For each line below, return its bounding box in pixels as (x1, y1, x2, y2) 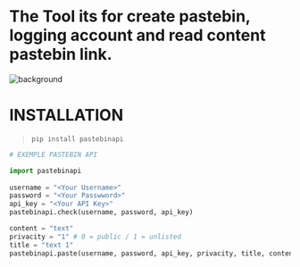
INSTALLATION (9, 105, 123, 126)
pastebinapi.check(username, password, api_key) (9, 208, 194, 217)
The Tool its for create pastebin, (9, 6, 251, 27)
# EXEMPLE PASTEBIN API (9, 150, 98, 159)
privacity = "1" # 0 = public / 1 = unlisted (9, 232, 181, 241)
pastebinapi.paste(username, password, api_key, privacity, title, (9, 248, 266, 258)
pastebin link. (9, 45, 113, 64)
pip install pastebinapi (30, 134, 124, 144)
